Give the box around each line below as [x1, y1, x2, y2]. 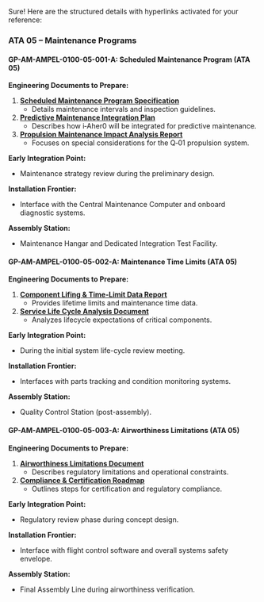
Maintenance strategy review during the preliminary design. [19, 169, 216, 178]
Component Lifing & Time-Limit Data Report [19, 289, 168, 300]
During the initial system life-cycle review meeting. [19, 346, 186, 355]
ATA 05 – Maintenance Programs [8, 35, 137, 46]
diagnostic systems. [19, 208, 86, 217]
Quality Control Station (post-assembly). [19, 408, 152, 417]
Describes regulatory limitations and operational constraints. [31, 467, 229, 477]
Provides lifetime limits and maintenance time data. [31, 298, 198, 308]
